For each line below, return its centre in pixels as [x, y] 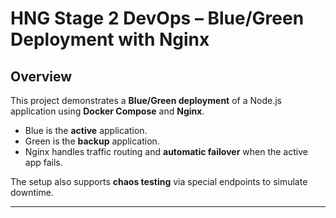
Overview [41, 76]
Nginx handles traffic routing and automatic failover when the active [166, 151]
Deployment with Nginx [110, 39]
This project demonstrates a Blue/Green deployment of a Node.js [146, 100]
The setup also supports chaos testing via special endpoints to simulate [159, 181]
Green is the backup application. [92, 141]
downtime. [32, 192]
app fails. [43, 162]
